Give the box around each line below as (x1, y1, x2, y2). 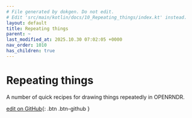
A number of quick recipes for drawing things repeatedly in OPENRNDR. (6, 93, 185, 101)
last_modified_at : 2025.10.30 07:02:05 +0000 (6, 37, 122, 43)
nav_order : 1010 (6, 43, 47, 49)
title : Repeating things (6, 25, 69, 32)
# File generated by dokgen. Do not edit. (6, 8, 114, 15)
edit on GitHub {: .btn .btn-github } (6, 105, 90, 112)
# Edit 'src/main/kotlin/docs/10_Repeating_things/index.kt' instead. (6, 14, 187, 20)
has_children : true (6, 48, 55, 54)
